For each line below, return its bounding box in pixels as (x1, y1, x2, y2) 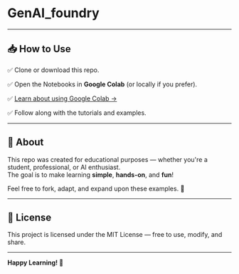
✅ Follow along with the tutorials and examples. (7, 108, 147, 117)
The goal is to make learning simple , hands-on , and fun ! (7, 170, 174, 179)
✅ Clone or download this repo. (7, 66, 100, 74)
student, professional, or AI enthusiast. (7, 163, 121, 171)
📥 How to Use (7, 43, 71, 55)
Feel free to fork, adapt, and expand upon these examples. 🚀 (7, 184, 185, 193)
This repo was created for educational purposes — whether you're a (7, 155, 208, 163)
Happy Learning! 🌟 (7, 258, 64, 267)
